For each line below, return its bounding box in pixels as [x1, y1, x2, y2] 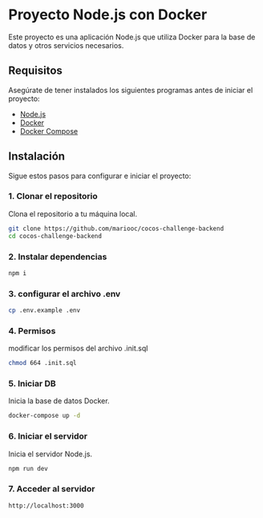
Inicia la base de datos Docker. [8, 396, 110, 406]
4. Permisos [8, 325, 56, 336]
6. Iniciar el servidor [8, 431, 88, 442]
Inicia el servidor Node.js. [8, 449, 93, 459]
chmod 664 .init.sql [8, 359, 78, 367]
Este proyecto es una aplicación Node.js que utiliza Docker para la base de [8, 32, 256, 42]
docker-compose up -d [8, 411, 81, 420]
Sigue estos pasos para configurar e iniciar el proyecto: [8, 171, 192, 180]
